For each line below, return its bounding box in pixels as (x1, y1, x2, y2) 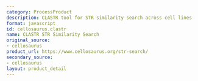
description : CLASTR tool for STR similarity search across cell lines (6, 15, 192, 21)
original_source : (6, 37, 51, 43)
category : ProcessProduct (6, 9, 72, 15)
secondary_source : (6, 54, 53, 60)
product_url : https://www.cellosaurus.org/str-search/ (6, 49, 149, 55)
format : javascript (6, 20, 56, 26)
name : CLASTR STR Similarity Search (6, 32, 99, 38)
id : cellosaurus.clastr (6, 26, 67, 32)
